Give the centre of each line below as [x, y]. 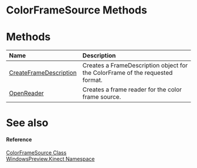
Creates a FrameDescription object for [135, 66]
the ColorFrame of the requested [128, 73]
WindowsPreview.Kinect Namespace [50, 159]
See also [27, 123]
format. [92, 80]
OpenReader [26, 93]
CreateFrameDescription [43, 73]
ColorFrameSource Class [36, 152]
